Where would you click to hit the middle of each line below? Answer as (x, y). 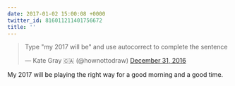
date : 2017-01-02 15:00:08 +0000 (56, 14)
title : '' (22, 27)
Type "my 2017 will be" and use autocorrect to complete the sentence (126, 47)
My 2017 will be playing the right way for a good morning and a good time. (115, 75)
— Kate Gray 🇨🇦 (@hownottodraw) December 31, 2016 (105, 61)
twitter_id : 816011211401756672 (55, 20)
